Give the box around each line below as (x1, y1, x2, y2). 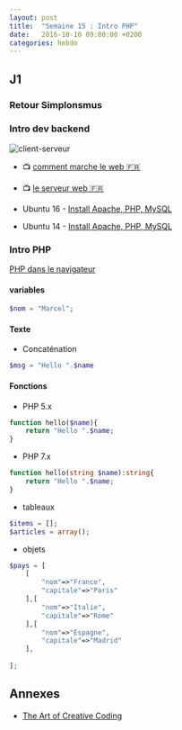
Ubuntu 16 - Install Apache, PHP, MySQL (22, 203, 173, 214)
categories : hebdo (9, 38, 78, 48)
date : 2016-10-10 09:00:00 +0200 (9, 30, 143, 39)
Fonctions (9, 380, 48, 392)
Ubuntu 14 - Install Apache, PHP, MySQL (22, 221, 173, 231)
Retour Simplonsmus (9, 98, 103, 111)
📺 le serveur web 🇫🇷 (22, 182, 105, 194)
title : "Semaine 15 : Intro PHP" (9, 22, 139, 31)
